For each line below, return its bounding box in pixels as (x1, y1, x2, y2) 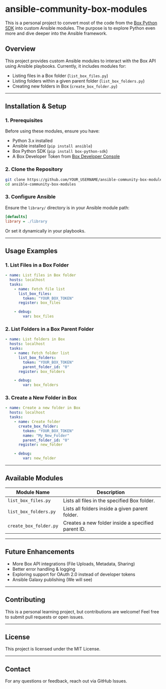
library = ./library (5, 219, 48, 224)
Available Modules (5, 474, 63, 483)
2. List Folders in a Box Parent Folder (5, 325, 94, 332)
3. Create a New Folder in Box (5, 394, 78, 401)
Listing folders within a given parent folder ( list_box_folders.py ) (12, 78, 145, 84)
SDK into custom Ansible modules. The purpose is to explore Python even (5, 25, 156, 31)
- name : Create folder (14, 419, 61, 424)
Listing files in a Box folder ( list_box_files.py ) (12, 73, 109, 79)
